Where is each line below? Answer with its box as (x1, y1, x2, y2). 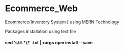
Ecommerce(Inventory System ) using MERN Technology (5, 19, 120, 25)
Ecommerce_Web (5, 3, 78, 14)
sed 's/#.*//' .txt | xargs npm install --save (5, 39, 93, 45)
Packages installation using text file (5, 28, 76, 34)
